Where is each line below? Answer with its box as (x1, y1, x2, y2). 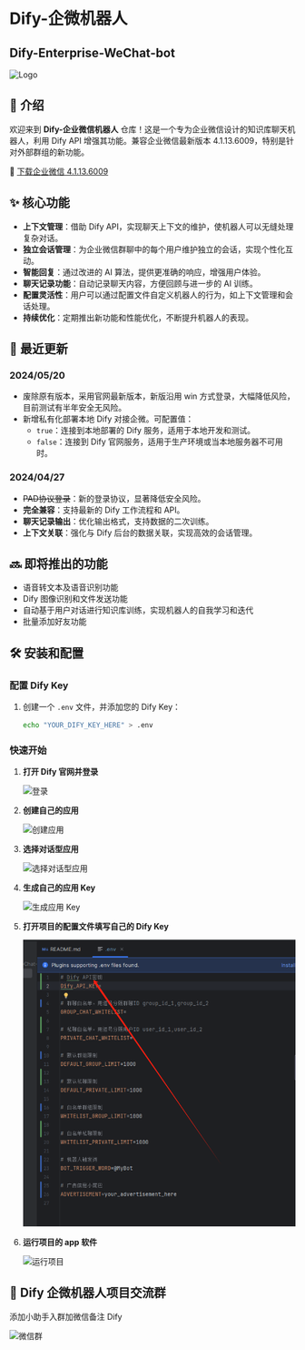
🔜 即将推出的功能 (9, 556, 108, 572)
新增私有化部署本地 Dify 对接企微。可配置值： (22, 413, 194, 424)
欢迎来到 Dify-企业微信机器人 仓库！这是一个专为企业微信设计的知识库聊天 (9, 124, 288, 135)
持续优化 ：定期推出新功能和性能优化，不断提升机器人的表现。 (22, 311, 254, 323)
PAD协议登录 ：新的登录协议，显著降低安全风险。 (22, 492, 206, 503)
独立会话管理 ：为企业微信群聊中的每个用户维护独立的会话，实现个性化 (22, 243, 286, 255)
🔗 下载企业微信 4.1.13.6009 (9, 166, 109, 177)
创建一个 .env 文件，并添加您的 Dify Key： (22, 702, 182, 713)
